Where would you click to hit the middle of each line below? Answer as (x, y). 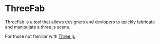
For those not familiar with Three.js (40, 36)
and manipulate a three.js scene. (38, 27)
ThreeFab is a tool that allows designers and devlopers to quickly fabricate (80, 22)
